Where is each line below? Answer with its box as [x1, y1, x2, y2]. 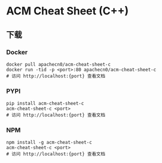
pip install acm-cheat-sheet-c [6, 101, 84, 107]
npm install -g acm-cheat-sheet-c [6, 140, 93, 146]
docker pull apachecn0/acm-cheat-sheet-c [6, 61, 111, 67]
